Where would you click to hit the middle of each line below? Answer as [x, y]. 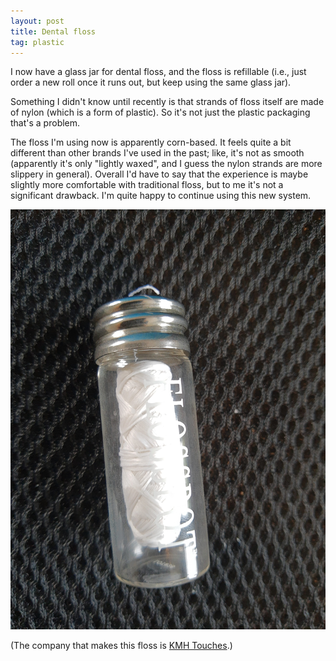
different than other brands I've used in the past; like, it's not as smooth [157, 153]
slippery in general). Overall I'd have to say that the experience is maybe [159, 174]
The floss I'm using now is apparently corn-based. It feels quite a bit [151, 142]
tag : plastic [37, 42]
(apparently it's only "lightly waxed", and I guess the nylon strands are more [166, 164]
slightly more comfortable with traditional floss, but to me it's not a [147, 185]
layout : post [37, 21]
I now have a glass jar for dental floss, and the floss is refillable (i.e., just [158, 72]
